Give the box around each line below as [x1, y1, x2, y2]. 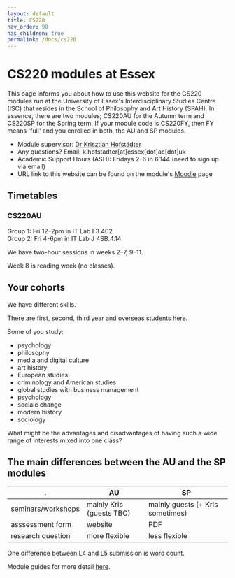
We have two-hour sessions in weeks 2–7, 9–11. [7, 247, 143, 256]
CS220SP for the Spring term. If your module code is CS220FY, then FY [7, 120, 215, 128]
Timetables [7, 190, 58, 202]
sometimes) [148, 508, 187, 518]
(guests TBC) [86, 508, 131, 518]
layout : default [7, 10, 55, 17]
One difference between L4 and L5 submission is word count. [7, 549, 185, 558]
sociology [17, 415, 46, 424]
